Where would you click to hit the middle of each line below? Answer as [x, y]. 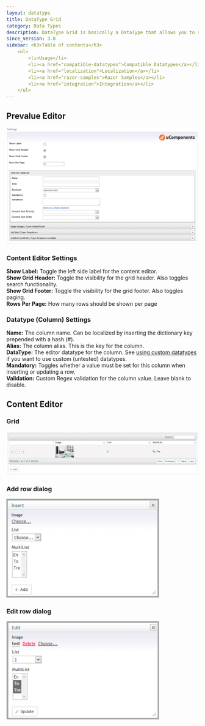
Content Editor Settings [42, 258]
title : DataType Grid [34, 19]
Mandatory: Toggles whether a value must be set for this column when [96, 365]
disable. [16, 385]
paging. [16, 297]
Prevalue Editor [36, 116]
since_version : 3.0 [31, 39]
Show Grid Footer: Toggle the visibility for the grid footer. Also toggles [95, 291]
